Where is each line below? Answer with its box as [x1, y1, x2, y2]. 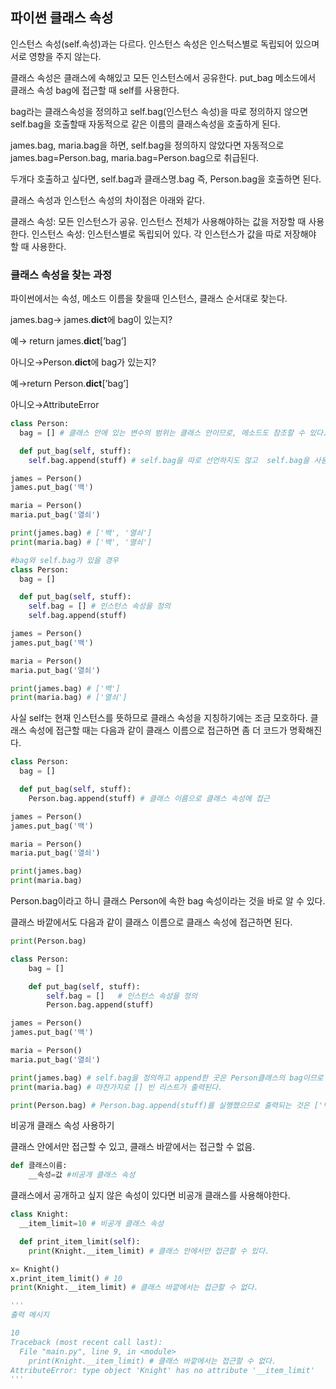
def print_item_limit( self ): [19, 1236, 141, 1247]
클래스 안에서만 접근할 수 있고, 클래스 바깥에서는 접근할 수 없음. [10, 1141, 256, 1153]
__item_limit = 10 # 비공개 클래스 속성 [19, 1219, 165, 1229]
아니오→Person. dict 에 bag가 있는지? [10, 356, 157, 368]
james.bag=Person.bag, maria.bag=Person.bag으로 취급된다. [10, 151, 260, 163]
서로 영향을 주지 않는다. [10, 50, 102, 62]
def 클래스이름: [10, 1161, 68, 1171]
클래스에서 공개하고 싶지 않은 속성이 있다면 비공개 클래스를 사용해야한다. [10, 1189, 291, 1202]
